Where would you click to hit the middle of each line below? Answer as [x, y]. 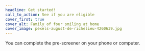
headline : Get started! [31, 10]
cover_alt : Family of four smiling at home [52, 24]
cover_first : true [25, 19]
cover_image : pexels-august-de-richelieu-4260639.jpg [64, 29]
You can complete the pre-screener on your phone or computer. [73, 43]
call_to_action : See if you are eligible [50, 15]
